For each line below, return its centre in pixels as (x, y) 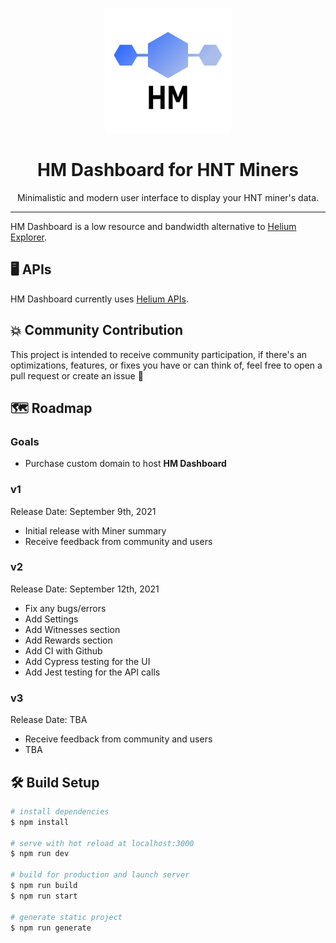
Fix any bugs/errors (65, 608)
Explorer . (29, 237)
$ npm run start (44, 896)
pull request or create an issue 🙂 (77, 375)
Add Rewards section (68, 640)
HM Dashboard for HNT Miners (168, 170)
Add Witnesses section (72, 629)
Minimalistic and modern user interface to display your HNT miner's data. (168, 197)
